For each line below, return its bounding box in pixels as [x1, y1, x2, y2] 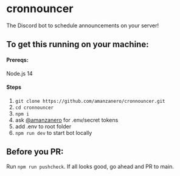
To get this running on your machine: [6, 39, 149, 50]
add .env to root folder [15, 123, 72, 130]
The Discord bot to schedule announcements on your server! [6, 22, 159, 29]
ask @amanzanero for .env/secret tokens [15, 116, 119, 123]
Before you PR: [6, 147, 64, 157]
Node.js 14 [6, 70, 33, 77]
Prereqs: [6, 56, 29, 64]
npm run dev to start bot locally [15, 129, 92, 136]
